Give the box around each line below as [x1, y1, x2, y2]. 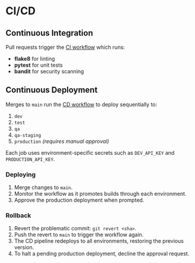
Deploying [5, 170, 36, 179]
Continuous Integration [5, 28, 93, 38]
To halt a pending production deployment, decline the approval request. [14, 250, 190, 257]
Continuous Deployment [5, 85, 98, 95]
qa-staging [14, 132, 41, 138]
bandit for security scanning [14, 68, 84, 75]
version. [14, 244, 34, 251]
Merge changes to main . [14, 184, 73, 191]
